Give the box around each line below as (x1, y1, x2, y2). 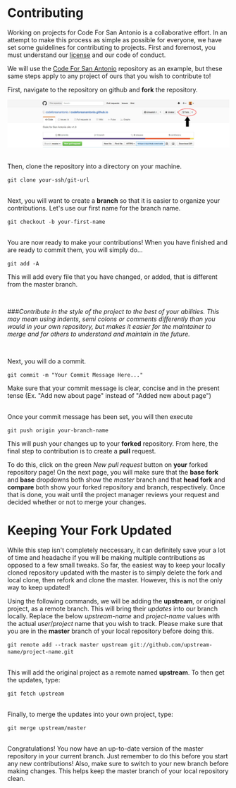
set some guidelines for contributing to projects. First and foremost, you (7, 43, 216, 51)
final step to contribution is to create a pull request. (7, 446, 156, 455)
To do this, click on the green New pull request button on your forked (7, 460, 209, 469)
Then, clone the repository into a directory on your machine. (7, 162, 182, 170)
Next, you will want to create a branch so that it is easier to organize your (7, 196, 221, 205)
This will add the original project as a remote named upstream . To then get (7, 668, 225, 677)
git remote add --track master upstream (7, 641, 128, 649)
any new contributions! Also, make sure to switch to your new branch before (7, 759, 229, 768)
